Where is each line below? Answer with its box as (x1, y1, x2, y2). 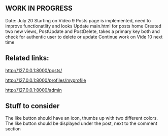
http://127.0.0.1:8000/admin (5, 87, 62, 93)
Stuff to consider (5, 101, 60, 111)
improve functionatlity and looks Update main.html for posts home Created (5, 23, 161, 29)
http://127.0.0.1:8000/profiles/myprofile (5, 77, 86, 83)
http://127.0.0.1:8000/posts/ (5, 67, 62, 73)
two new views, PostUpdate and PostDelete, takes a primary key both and (5, 28, 160, 35)
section (5, 126, 21, 132)
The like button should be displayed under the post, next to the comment (5, 120, 157, 126)
